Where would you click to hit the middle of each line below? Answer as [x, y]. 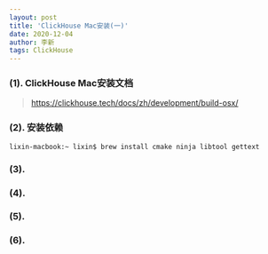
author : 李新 [32, 42]
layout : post [33, 17]
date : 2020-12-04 [41, 34]
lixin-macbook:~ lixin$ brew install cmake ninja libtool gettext [134, 147]
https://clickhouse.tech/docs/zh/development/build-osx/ [134, 103]
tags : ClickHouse [41, 51]
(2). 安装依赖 [36, 128]
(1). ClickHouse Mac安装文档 [71, 83]
